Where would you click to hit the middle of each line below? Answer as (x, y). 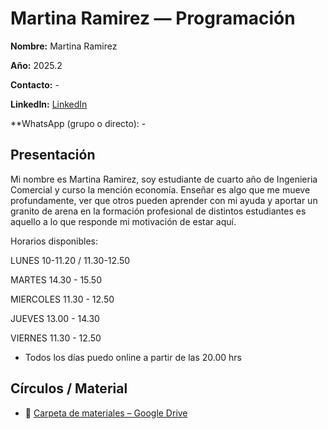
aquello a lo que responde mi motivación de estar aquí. (123, 221)
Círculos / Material (69, 388)
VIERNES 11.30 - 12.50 (56, 338)
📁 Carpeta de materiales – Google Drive (106, 413)
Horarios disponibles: (54, 241)
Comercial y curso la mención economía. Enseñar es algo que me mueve (160, 189)
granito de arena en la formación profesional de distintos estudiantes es (158, 211)
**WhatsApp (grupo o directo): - (78, 123)
